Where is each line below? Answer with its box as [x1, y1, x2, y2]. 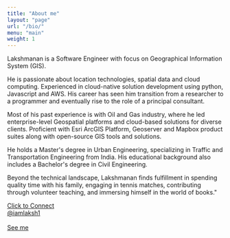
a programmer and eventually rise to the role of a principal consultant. [7, 97, 205, 105]
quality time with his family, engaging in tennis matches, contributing [7, 181, 201, 189]
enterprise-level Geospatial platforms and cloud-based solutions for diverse [7, 118, 222, 126]
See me [7, 224, 29, 232]
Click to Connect [7, 202, 55, 210]
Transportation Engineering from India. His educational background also [7, 153, 211, 162]
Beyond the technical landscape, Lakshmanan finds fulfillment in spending [7, 173, 218, 182]
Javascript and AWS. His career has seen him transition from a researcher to [7, 90, 225, 98]
